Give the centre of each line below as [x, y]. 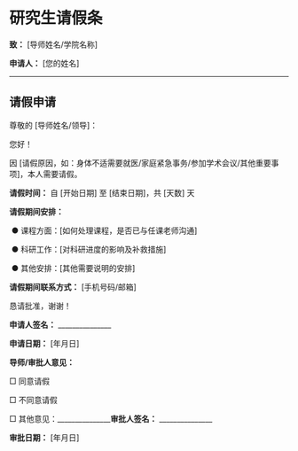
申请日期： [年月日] [44, 343]
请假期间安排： [36, 211]
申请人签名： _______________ [60, 324]
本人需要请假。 [55, 174]
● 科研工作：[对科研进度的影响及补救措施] [89, 249]
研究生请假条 [56, 18]
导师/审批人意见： [42, 362]
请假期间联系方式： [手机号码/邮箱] [73, 287]
